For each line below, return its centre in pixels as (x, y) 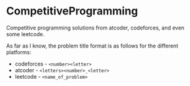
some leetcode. (25, 34)
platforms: (19, 52)
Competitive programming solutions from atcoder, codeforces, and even (95, 28)
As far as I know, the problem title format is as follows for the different (92, 46)
